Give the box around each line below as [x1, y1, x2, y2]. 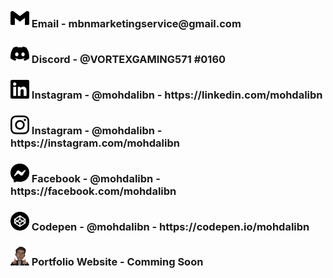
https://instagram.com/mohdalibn [10, 136, 180, 150]
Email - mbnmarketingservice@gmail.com [31, 16, 242, 30]
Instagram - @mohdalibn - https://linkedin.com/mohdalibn [31, 88, 323, 102]
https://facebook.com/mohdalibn [10, 184, 177, 198]
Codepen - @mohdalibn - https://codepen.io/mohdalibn [31, 219, 310, 233]
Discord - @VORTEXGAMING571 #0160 [31, 52, 227, 66]
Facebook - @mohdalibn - [31, 171, 161, 185]
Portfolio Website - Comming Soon [31, 255, 204, 269]
